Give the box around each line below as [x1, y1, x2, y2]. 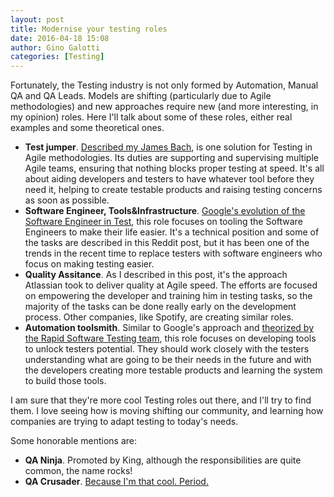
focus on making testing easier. [24, 258, 155, 270]
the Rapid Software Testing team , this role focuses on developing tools [24, 332, 317, 345]
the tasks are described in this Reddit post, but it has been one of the [24, 237, 310, 249]
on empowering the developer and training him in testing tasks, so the [24, 290, 313, 302]
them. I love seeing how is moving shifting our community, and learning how [10, 405, 324, 417]
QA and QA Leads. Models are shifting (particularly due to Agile [10, 90, 272, 102]
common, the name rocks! [24, 465, 133, 477]
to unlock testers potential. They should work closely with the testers [24, 343, 310, 355]
